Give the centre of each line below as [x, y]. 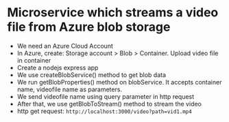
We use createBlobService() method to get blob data [92, 75]
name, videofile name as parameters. [69, 89]
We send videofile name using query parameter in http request [106, 96]
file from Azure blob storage [89, 27]
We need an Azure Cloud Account [65, 46]
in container [34, 60]
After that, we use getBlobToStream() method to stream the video [109, 104]
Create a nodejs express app [58, 67]
